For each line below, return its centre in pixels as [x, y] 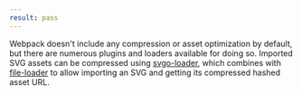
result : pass [34, 18]
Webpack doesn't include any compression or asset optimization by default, [151, 43]
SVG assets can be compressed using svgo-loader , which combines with [146, 62]
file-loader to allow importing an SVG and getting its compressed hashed [145, 72]
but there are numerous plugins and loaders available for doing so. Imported [151, 53]
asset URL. [29, 81]
